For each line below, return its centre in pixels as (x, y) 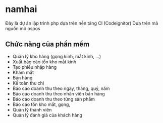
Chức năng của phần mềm (47, 44)
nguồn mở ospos (23, 28)
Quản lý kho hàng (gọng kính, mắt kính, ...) (57, 56)
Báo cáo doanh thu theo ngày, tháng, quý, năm (61, 88)
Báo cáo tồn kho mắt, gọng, (41, 104)
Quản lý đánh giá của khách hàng (47, 115)
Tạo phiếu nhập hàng (35, 67)
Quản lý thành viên (32, 109)
